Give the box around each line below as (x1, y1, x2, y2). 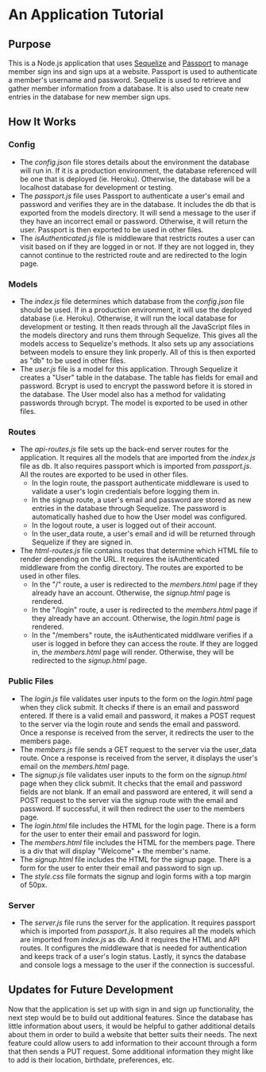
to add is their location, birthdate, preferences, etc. (8, 1054, 175, 1064)
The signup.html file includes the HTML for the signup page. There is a (19, 854, 252, 864)
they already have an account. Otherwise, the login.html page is (31, 614, 241, 623)
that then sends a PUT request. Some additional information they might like (8, 1047, 254, 1056)
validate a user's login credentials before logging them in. (31, 487, 220, 497)
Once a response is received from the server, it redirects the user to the (19, 727, 254, 737)
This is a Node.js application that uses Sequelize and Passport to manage (8, 58, 249, 68)
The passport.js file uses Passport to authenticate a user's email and (19, 191, 245, 201)
